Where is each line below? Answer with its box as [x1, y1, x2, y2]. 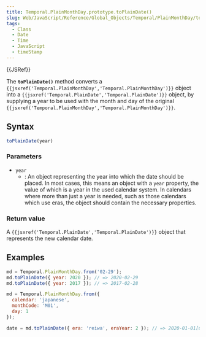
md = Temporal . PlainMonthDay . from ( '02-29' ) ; [6, 268, 122, 275]
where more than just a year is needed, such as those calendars [24, 192, 187, 199]
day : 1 [12, 308, 29, 315]
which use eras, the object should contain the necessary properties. [24, 199, 197, 206]
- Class [12, 26, 32, 33]
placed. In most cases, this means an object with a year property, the [24, 179, 199, 187]
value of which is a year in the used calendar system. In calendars [24, 185, 192, 193]
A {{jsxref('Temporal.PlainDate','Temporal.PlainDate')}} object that [6, 228, 186, 236]
